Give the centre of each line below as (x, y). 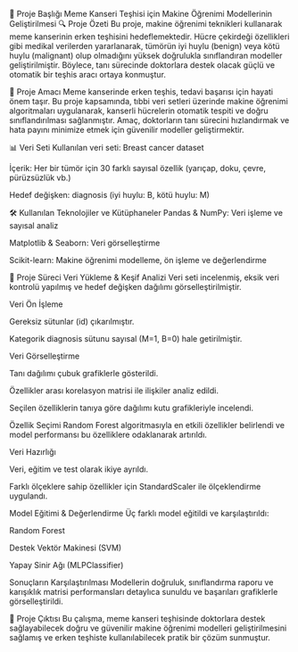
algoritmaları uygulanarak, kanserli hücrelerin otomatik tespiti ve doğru (139, 111)
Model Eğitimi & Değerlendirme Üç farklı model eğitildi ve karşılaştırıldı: (139, 513)
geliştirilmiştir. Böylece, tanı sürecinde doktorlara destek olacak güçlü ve (142, 65)
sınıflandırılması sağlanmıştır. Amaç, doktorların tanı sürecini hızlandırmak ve (149, 120)
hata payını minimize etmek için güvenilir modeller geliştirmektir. (127, 130)
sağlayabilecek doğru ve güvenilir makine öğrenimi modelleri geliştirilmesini (148, 628)
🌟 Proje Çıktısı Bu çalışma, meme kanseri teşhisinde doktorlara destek (137, 619)
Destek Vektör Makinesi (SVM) (66, 548)
